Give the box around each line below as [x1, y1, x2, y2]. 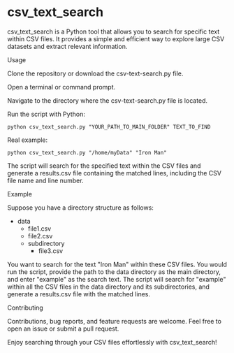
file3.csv [38, 246, 64, 255]
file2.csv [27, 231, 53, 240]
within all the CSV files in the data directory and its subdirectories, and [7, 282, 210, 291]
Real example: [7, 136, 48, 144]
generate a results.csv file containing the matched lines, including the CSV [7, 168, 222, 177]
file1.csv [27, 224, 52, 233]
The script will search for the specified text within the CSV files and [7, 161, 201, 170]
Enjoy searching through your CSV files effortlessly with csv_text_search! [7, 338, 218, 346]
